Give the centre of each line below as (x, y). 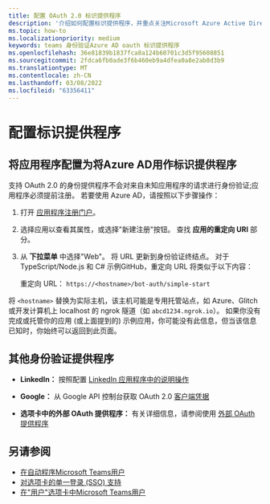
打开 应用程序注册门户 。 (60, 213)
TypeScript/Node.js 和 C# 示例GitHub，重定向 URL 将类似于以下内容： (136, 266)
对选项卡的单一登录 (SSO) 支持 (71, 482)
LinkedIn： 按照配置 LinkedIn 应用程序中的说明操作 (104, 380)
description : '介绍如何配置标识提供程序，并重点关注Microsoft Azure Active (127, 23)
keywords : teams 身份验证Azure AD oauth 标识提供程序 (94, 46)
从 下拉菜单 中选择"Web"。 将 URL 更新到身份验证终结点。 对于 (125, 257)
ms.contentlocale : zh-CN (50, 75)
